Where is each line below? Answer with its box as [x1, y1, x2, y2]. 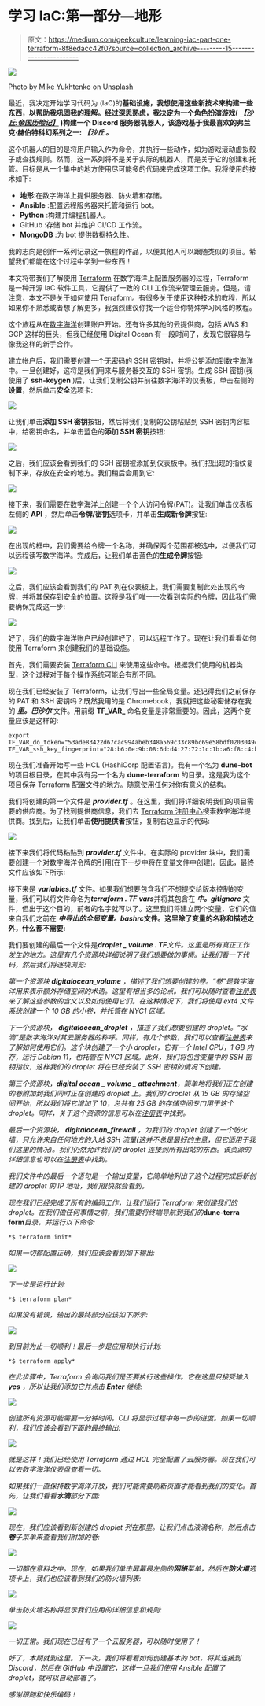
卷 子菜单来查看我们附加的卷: [8, 1532, 101, 1542]
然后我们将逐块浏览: [21, 959, 86, 969]
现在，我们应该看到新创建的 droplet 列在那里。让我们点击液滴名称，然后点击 [8, 1522, 256, 1531]
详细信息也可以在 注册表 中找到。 [8, 1154, 112, 1164]
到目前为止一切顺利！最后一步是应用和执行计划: [8, 1341, 163, 1350]
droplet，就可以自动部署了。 [8, 1673, 101, 1682]
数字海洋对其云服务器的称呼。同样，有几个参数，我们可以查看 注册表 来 [24, 1032, 253, 1042]
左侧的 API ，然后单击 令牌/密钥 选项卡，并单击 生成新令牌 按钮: [8, 509, 208, 519]
